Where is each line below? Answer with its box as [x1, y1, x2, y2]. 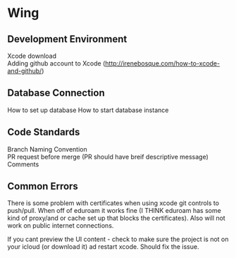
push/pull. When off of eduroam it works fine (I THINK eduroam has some [7, 207, 222, 215]
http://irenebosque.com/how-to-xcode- [105, 59, 221, 68]
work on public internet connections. [7, 221, 114, 230]
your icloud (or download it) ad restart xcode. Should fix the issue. [7, 242, 199, 251]
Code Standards [7, 126, 80, 138]
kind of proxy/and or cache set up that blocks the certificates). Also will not [7, 214, 225, 223]
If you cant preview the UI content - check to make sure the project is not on [7, 235, 229, 244]
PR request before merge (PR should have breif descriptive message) [7, 152, 209, 161]
